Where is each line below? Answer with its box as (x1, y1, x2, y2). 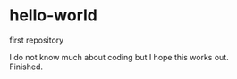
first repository (9, 35, 64, 45)
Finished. (9, 61, 43, 72)
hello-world (9, 5, 98, 26)
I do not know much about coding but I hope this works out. (9, 51, 230, 62)
